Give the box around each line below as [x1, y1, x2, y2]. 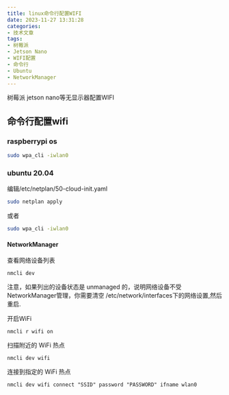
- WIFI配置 [7, 55, 36, 62]
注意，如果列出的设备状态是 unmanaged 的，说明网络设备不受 [7, 283, 183, 291]
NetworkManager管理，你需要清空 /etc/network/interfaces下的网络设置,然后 [7, 291, 222, 300]
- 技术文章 [7, 29, 34, 36]
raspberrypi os [7, 136, 57, 146]
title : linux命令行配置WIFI [7, 10, 82, 17]
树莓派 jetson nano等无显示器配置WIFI [7, 93, 115, 101]
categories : [7, 23, 41, 29]
